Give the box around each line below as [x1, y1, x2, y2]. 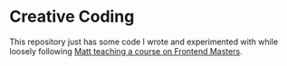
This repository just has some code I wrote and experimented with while [9, 36, 279, 47]
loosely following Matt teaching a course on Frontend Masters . [9, 45, 243, 56]
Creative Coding [9, 6, 135, 27]
